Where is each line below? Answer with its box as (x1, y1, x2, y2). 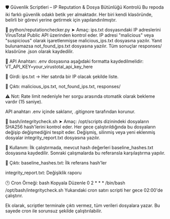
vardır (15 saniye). (5, 99, 43, 104)
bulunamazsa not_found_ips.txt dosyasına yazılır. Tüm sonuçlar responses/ (5, 43, 162, 49)
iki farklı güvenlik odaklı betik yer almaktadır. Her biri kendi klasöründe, (5, 12, 153, 17)
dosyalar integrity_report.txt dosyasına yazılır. (5, 134, 100, 141)
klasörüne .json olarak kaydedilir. (5, 48, 74, 54)
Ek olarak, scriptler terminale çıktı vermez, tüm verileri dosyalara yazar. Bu (5, 203, 160, 208)
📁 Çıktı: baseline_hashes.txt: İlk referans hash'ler (5, 160, 107, 166)
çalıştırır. (5, 193, 23, 199)
